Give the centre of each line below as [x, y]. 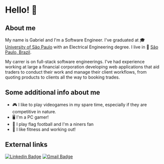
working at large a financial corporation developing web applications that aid [82, 67]
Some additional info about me [53, 92]
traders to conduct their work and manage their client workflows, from [76, 72]
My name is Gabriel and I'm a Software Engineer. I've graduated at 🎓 [75, 40]
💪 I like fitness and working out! [44, 129]
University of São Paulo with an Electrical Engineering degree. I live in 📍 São [82, 47]
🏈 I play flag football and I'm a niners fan [53, 124]
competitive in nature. [34, 111]
